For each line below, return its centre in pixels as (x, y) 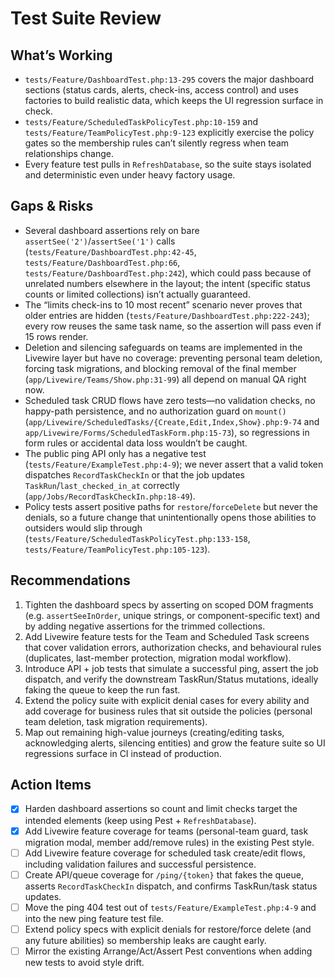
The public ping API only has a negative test (115, 453)
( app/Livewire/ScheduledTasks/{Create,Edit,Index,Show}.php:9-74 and (172, 421)
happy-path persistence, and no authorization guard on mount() (155, 411)
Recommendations (70, 580)
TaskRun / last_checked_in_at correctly (102, 485)
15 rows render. (56, 336)
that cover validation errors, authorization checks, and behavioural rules (173, 647)
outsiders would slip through (83, 528)
